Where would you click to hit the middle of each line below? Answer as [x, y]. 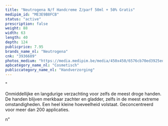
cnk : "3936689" [21, 56]
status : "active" [23, 19]
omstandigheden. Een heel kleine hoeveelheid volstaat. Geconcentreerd [79, 104]
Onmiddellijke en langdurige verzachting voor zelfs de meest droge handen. [83, 94]
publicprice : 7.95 [24, 47]
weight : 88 [16, 28]
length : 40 [16, 38]
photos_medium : [21, 61]
